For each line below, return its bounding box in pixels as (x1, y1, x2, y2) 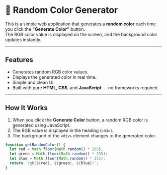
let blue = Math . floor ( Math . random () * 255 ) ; (9, 156, 106, 161)
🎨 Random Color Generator (5, 4, 118, 16)
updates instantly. (5, 37, 42, 43)
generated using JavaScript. (12, 122, 71, 128)
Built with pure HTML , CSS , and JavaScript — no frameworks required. (12, 84, 159, 91)
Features (5, 56, 33, 64)
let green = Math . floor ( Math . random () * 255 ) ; (9, 151, 108, 157)
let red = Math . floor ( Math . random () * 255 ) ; (9, 147, 103, 152)
